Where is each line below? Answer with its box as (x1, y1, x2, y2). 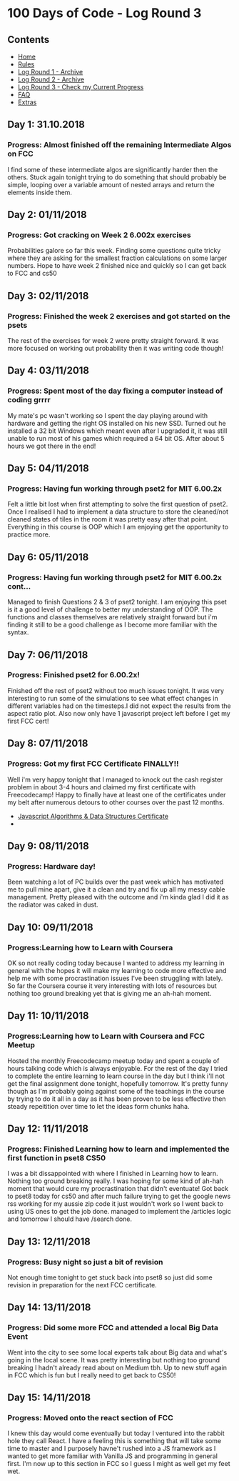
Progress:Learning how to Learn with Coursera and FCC (7, 1031, 205, 1041)
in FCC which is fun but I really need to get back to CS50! (7, 1370, 176, 1380)
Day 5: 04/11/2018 (7, 462, 89, 474)
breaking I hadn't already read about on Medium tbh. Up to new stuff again (7, 1363, 227, 1372)
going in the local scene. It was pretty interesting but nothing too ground (7, 1355, 220, 1364)
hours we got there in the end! (7, 442, 96, 450)
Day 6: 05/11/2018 (7, 551, 89, 563)
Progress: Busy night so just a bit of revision (7, 1257, 163, 1267)
